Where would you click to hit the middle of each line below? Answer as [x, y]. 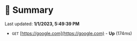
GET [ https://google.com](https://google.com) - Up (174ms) [72, 33]
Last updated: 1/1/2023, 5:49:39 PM [42, 24]
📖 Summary [29, 10]
